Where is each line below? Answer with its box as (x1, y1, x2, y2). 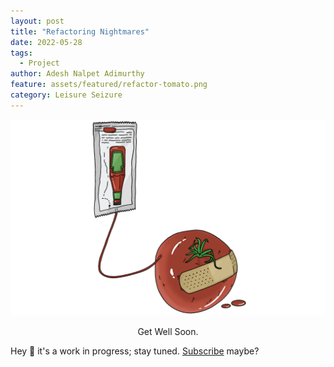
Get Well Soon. (137, 325, 199, 337)
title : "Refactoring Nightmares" (10, 26, 150, 37)
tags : (10, 48, 33, 58)
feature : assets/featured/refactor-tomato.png (10, 80, 208, 90)
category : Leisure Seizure (10, 90, 123, 100)
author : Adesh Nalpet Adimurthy (10, 69, 145, 79)
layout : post (10, 16, 65, 26)
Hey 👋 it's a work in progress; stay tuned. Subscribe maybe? (10, 345, 260, 357)
